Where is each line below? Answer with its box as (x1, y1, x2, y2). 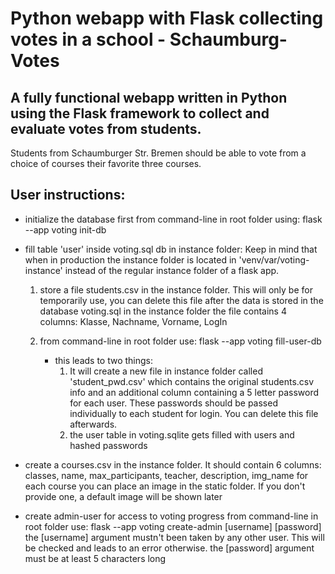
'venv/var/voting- (238, 253, 310, 266)
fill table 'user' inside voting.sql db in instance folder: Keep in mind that (24, 243, 318, 255)
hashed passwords (69, 439, 148, 451)
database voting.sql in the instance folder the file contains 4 (39, 305, 287, 317)
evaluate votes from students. (10, 120, 202, 137)
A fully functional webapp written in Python (10, 89, 288, 106)
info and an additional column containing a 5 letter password (69, 386, 319, 398)
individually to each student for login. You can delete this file (69, 407, 319, 419)
